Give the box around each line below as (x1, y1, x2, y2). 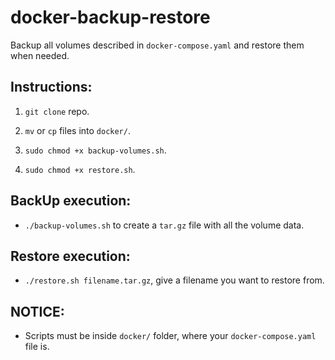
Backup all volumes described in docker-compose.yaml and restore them (10, 39, 305, 51)
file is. (24, 341, 50, 353)
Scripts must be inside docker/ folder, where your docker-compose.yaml (24, 330, 317, 342)
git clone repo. (24, 105, 90, 117)
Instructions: (10, 79, 93, 96)
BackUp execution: (10, 192, 132, 210)
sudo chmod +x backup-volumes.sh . (24, 144, 167, 156)
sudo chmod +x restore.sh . (24, 163, 136, 175)
